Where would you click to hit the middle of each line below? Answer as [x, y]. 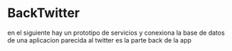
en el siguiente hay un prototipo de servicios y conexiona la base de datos [116, 33]
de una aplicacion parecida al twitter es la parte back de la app [100, 40]
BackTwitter [44, 13]
